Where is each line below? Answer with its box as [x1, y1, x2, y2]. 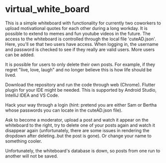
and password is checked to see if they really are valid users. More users [5, 46, 155, 52]
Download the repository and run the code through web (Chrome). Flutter [5, 81, 156, 88]
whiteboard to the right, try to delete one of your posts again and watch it [5, 122, 156, 128]
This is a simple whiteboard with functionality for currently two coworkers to [5, 20, 162, 26]
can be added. [5, 51, 35, 58]
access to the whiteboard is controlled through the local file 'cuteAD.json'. [5, 36, 157, 42]
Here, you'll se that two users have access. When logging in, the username [5, 41, 159, 47]
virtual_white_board [5, 3, 90, 15]
